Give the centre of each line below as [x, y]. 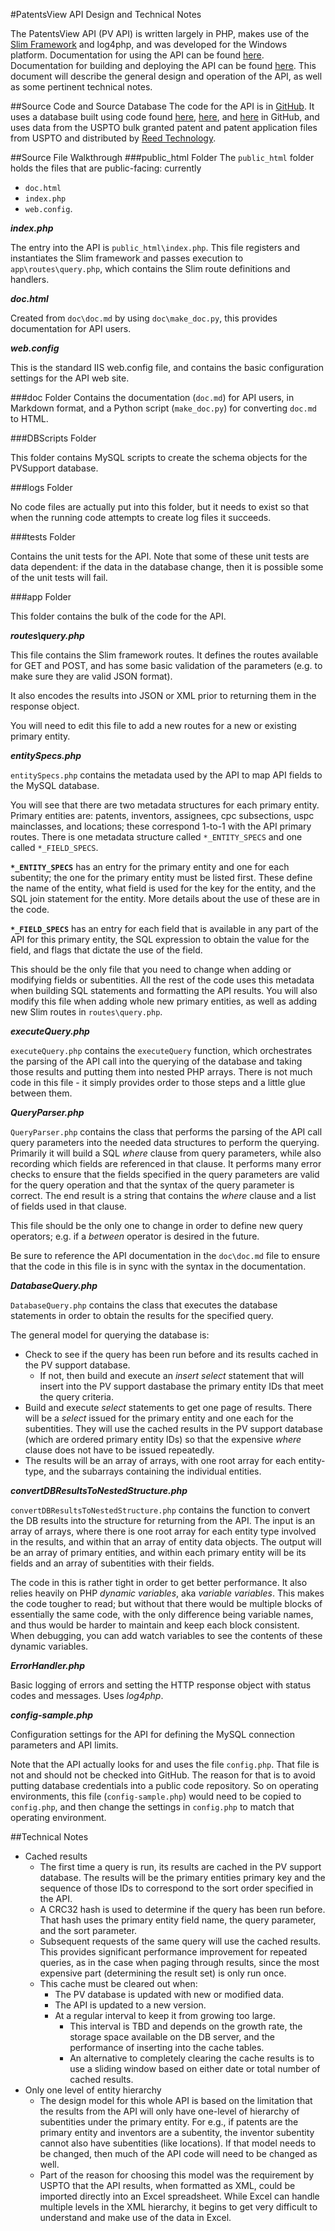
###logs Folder [41, 487]
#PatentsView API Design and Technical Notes [106, 14]
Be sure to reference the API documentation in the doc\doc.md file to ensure [165, 1255]
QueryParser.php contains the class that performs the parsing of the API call [166, 1132]
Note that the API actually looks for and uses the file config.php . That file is [165, 1764]
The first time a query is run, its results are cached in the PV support [180, 1867]
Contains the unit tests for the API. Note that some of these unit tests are [160, 556]
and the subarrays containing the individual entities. [155, 1471]
